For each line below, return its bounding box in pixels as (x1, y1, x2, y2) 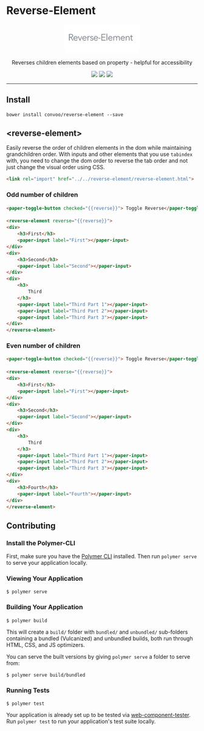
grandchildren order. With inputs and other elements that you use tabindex (6, 150, 193, 158)
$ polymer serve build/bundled (6, 672, 86, 678)
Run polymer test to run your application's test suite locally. (6, 718, 156, 725)
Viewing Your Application (6, 575, 83, 583)
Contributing (6, 520, 56, 531)
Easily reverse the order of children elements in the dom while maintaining (6, 144, 192, 152)
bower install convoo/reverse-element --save (6, 111, 123, 117)
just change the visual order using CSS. (6, 164, 105, 171)
